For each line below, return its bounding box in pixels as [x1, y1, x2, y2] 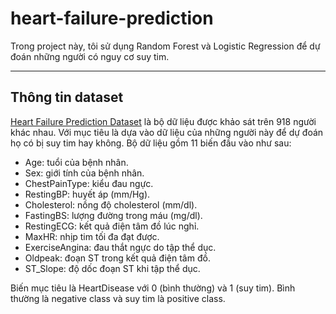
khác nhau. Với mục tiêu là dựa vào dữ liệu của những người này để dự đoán [10, 126, 324, 138]
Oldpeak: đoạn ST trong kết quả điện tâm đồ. [24, 252, 211, 264]
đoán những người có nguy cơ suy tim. [10, 50, 170, 62]
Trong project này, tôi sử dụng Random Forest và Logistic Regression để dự [10, 40, 321, 52]
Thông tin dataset [10, 89, 124, 106]
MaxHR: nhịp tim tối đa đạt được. [24, 230, 160, 242]
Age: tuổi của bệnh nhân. [24, 156, 129, 168]
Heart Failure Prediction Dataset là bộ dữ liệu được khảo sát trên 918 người [10, 115, 317, 127]
